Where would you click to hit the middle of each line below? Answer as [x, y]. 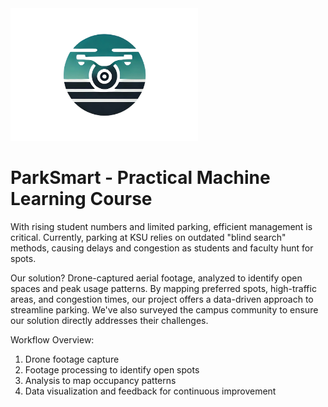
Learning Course [81, 199]
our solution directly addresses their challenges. [109, 320]
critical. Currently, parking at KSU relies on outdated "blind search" [148, 237]
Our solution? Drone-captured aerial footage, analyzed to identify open [156, 278]
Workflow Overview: [52, 339]
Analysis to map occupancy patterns [100, 380]
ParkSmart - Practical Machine [140, 178]
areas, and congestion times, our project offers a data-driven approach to [162, 299]
